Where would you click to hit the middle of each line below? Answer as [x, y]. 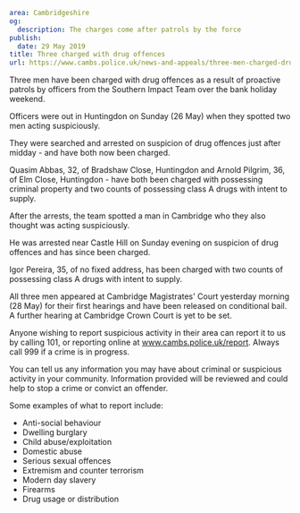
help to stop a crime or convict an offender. [89, 389]
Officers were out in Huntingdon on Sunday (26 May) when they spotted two [150, 116]
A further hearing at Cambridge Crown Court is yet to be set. [121, 316]
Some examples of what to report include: [86, 406]
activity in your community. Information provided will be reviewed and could [149, 379]
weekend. [27, 99]
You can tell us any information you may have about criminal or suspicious [146, 369]
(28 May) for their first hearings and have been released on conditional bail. [148, 306]
